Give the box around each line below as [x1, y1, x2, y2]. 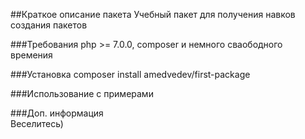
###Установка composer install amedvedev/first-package [10, 69, 251, 80]
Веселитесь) [10, 118, 64, 129]
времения [10, 49, 53, 61]
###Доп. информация [10, 107, 104, 119]
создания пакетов [10, 19, 88, 31]
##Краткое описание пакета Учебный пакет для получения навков [10, 9, 296, 20]
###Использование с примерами [10, 88, 154, 99]
